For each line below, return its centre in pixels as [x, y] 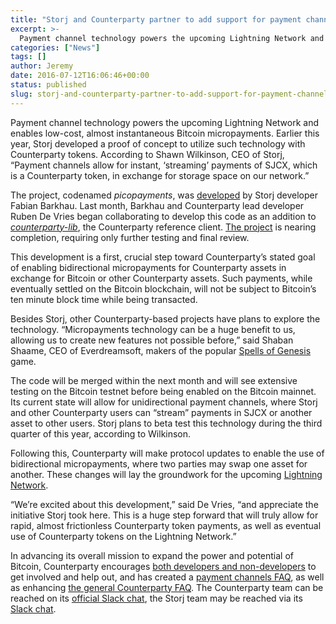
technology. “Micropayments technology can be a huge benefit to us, [153, 329]
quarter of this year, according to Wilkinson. [101, 433]
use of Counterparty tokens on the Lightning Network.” [123, 536]
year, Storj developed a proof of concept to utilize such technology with [158, 143]
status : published [48, 85]
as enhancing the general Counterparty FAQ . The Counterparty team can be [167, 587]
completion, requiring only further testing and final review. [130, 237]
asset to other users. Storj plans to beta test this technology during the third [166, 423]
